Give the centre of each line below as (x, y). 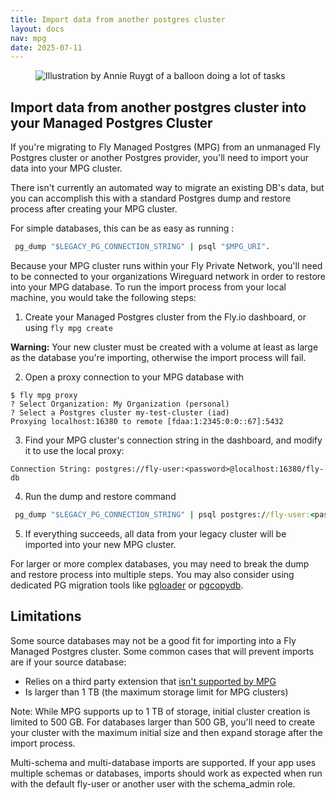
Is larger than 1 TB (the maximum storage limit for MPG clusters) (156, 692)
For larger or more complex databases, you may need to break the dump (160, 563)
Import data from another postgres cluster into (158, 107)
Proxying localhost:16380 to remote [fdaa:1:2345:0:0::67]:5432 (147, 421)
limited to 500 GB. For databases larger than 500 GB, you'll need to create (163, 722)
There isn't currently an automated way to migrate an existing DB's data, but (167, 188)
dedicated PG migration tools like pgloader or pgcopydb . (127, 585)
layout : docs (37, 29)
